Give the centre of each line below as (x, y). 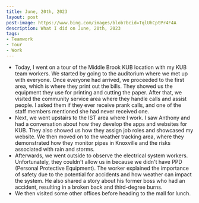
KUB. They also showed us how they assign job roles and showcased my (104, 130)
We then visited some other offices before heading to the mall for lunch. (103, 193)
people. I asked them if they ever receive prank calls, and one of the (98, 105)
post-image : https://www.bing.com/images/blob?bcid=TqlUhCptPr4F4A (91, 23)
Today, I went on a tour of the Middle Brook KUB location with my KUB (101, 67)
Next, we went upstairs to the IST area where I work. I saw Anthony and (102, 118)
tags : (13, 34)
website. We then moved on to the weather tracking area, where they (99, 137)
